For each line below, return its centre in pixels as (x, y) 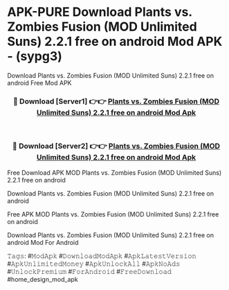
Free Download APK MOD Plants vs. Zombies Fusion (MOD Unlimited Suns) (114, 172)
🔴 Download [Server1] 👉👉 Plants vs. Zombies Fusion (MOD (116, 101)
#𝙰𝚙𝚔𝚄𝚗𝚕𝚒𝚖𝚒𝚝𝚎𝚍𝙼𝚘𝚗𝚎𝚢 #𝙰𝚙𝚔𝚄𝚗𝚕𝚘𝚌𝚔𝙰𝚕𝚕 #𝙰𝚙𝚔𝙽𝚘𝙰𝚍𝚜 (94, 264)
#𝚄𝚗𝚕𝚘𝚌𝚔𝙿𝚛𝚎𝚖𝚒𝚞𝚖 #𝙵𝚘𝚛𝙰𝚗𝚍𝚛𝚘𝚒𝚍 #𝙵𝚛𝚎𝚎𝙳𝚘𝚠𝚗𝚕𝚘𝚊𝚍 (89, 271)
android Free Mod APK (39, 83)
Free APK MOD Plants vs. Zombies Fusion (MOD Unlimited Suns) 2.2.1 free (113, 214)
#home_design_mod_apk (43, 279)
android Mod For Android (43, 242)
